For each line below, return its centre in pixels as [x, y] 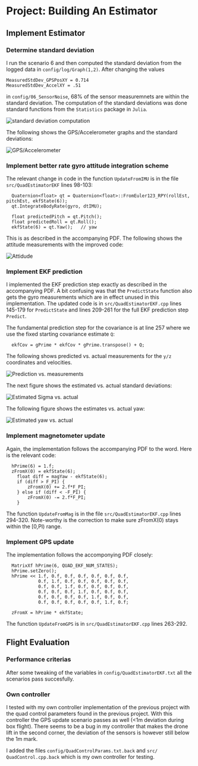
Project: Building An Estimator [82, 11]
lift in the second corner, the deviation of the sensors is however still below [98, 733]
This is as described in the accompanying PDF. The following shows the [94, 238]
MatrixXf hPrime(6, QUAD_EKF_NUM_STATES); [65, 566]
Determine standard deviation [50, 50]
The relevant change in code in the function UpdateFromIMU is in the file [92, 179]
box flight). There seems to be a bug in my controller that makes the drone [97, 727]
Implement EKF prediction [45, 271]
